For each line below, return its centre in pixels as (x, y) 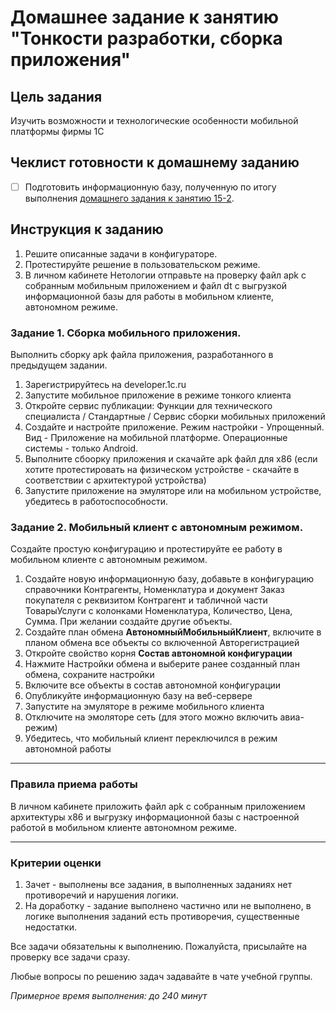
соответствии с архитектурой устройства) (115, 480)
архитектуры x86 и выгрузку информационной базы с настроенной (155, 817)
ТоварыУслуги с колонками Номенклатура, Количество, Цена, (158, 611)
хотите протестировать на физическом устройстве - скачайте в (162, 469)
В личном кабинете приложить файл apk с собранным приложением (158, 806)
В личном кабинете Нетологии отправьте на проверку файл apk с (165, 275)
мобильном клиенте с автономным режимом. (109, 560)
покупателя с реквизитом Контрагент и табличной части (146, 600)
